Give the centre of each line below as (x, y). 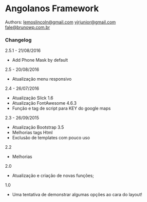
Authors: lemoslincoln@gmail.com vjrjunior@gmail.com (60, 22)
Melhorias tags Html (32, 133)
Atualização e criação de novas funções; (53, 176)
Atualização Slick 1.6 (33, 98)
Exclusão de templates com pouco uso (51, 138)
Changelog (18, 40)
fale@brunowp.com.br (28, 27)
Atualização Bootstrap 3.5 (38, 127)
